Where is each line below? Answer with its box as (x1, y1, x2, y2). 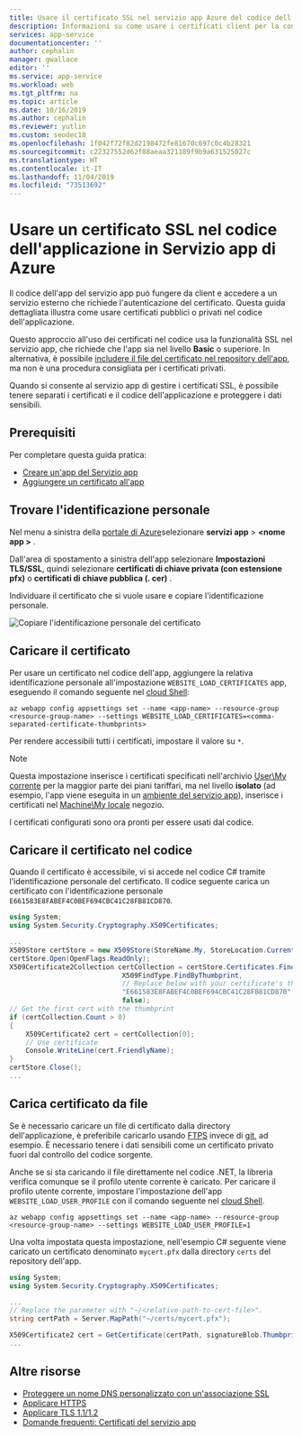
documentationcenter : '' (9, 38, 102, 48)
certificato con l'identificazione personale (9, 885, 164, 897)
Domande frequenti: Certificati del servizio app (22, 1416, 197, 1427)
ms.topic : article (9, 96, 78, 106)
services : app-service (9, 30, 94, 39)
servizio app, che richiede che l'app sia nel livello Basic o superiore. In (9, 343, 271, 354)
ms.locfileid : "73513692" (9, 181, 106, 190)
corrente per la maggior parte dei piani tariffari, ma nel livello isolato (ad (9, 780, 276, 791)
